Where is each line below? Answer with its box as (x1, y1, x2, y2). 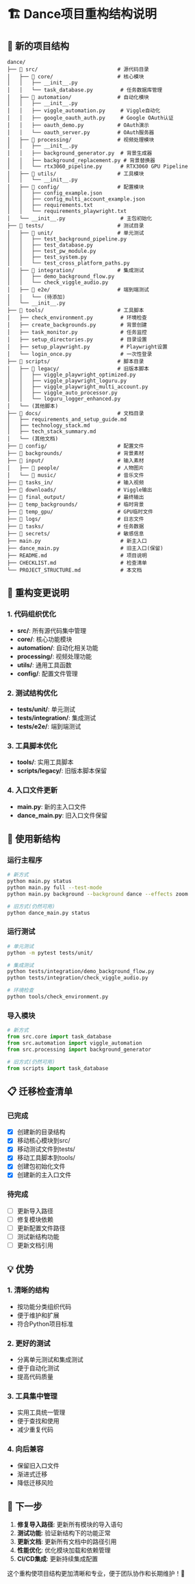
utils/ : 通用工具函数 (16, 660, 72, 669)
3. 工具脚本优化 (7, 741, 58, 750)
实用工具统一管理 (16, 1408, 66, 1416)
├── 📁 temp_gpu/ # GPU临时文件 (7, 509, 154, 515)
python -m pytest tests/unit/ (7, 949, 94, 956)
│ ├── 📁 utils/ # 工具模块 (7, 170, 144, 177)
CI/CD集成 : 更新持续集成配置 (16, 1554, 98, 1563)
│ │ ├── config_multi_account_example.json (7, 196, 146, 203)
